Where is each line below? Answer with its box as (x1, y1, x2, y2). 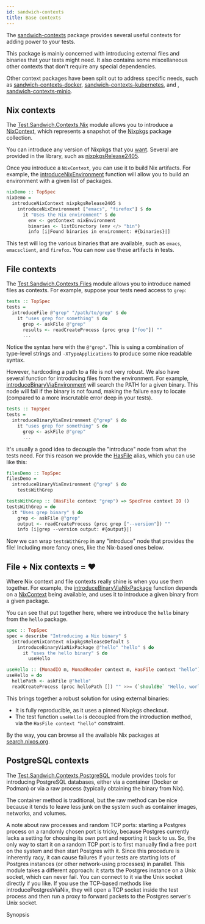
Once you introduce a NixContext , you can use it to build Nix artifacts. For (6, 164, 191, 171)
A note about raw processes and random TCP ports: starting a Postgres (6, 821, 186, 828)
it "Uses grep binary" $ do (12, 509, 84, 515)
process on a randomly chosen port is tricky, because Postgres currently (6, 828, 190, 835)
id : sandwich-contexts (6, 9, 64, 15)
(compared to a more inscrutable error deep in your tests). (6, 394, 153, 401)
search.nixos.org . (6, 737, 50, 745)
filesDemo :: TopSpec (6, 470, 62, 476)
